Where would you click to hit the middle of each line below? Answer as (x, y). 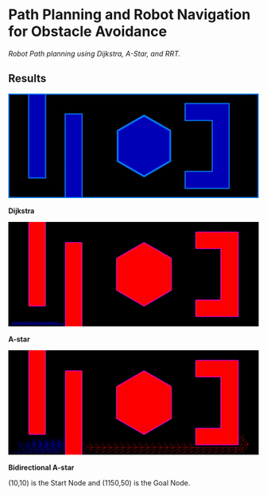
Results (27, 78)
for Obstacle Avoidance (88, 31)
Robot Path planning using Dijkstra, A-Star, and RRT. (95, 53)
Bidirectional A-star (41, 467)
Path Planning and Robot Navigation (130, 15)
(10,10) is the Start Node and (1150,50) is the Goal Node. (99, 482)
